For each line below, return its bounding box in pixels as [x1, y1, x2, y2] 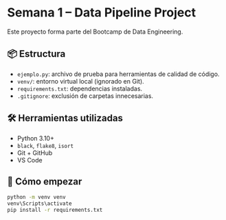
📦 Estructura [7, 48, 66, 60]
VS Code [16, 156, 43, 164]
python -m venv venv [7, 194, 67, 201]
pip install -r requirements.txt [7, 207, 103, 214]
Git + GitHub [16, 149, 53, 157]
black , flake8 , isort [16, 141, 74, 149]
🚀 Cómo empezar [7, 175, 82, 187]
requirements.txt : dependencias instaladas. [16, 84, 143, 93]
